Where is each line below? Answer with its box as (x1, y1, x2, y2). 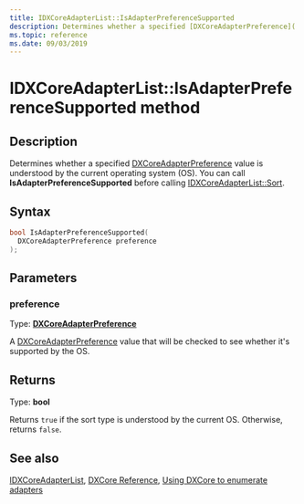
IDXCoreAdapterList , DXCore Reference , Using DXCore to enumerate (9, 475, 267, 485)
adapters (9, 485, 44, 495)
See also (9, 450, 59, 466)
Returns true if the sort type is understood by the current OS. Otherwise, (9, 415, 283, 425)
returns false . (9, 424, 62, 435)
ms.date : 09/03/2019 (9, 38, 89, 48)
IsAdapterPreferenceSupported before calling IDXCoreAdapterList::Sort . (9, 177, 285, 188)
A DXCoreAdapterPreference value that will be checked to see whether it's (9, 336, 290, 347)
